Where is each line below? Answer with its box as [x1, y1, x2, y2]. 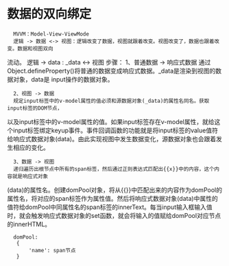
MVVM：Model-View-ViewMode [13, 30, 89, 38]
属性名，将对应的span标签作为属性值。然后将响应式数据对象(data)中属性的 [7, 194, 218, 202]
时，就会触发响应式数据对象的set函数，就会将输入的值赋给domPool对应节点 [7, 211, 221, 219]
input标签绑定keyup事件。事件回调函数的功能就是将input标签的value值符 [12, 126, 218, 134]
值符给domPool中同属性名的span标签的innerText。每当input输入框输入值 [7, 203, 213, 211]
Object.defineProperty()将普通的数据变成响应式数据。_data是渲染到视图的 [7, 66, 216, 75]
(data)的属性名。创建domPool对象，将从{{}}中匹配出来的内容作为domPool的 [7, 186, 223, 194]
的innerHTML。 [7, 220, 51, 228]
